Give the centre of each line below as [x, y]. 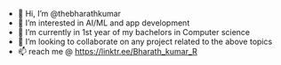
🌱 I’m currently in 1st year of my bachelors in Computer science [134, 32]
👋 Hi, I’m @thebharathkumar [69, 14]
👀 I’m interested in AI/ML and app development [104, 23]
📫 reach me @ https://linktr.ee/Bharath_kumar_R [108, 51]
